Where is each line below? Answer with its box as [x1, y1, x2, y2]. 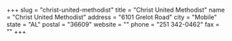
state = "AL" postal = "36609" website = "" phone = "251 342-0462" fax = [6, 20, 220, 28]
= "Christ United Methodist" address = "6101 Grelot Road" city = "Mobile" [6, 13, 217, 21]
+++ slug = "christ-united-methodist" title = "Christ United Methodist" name [6, 6, 225, 14]
